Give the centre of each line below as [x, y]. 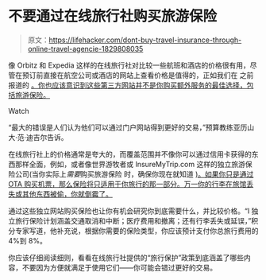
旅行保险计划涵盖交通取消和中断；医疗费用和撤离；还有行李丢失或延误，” [133, 220]
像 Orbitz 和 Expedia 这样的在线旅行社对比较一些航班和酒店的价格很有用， [129, 65]
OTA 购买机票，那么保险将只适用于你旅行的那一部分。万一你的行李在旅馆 [127, 184]
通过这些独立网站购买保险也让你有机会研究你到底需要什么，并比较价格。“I [129, 211]
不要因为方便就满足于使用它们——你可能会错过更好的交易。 [119, 267]
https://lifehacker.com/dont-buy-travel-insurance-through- [145, 40]
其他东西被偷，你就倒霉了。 [67, 194]
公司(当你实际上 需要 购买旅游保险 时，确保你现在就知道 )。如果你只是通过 [134, 174]
